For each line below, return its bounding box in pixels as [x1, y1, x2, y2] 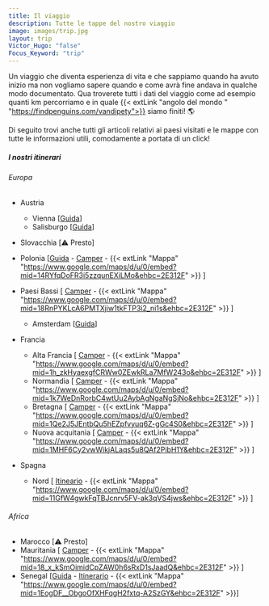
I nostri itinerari [8, 152, 61, 162]
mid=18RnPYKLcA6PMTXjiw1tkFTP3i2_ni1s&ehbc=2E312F [19, 303, 213, 313]
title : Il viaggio [8, 11, 70, 20]
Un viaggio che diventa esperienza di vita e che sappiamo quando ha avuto [8, 72, 259, 81]
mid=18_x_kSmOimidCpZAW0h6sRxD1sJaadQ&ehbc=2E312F [19, 562, 224, 572]
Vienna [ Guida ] [32, 213, 82, 223]
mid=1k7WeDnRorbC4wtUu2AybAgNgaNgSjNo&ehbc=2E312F [32, 393, 239, 402]
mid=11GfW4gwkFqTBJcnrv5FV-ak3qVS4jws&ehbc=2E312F [32, 493, 233, 503]
